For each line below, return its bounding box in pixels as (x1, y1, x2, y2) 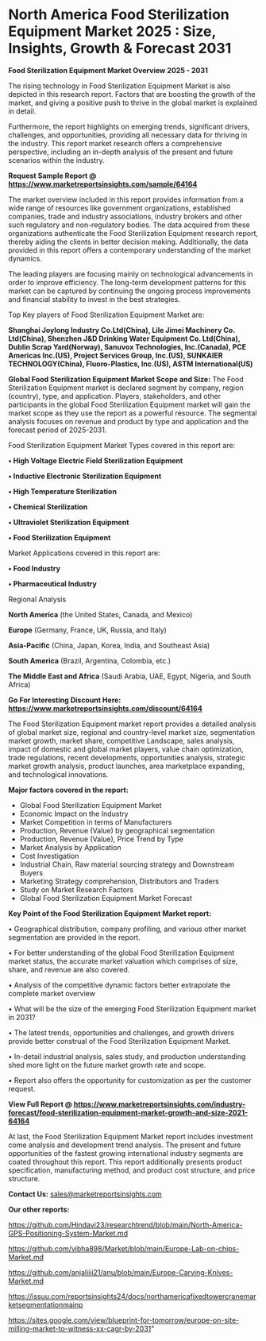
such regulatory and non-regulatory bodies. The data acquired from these (8, 220, 250, 230)
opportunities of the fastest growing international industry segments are (8, 1148, 244, 1157)
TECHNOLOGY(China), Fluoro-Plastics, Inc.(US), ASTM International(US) (8, 359, 253, 369)
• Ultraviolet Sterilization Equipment (8, 517, 129, 527)
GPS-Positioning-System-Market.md (8, 1228, 129, 1238)
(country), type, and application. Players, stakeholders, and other (8, 391, 221, 400)
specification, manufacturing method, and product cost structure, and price (8, 1165, 256, 1175)
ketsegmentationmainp (8, 1300, 83, 1309)
